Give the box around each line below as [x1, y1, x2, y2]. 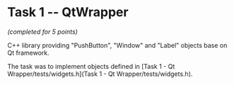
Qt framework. [7, 48, 49, 57]
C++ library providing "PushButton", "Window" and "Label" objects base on [7, 41, 228, 49]
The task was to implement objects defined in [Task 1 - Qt [7, 62, 175, 70]
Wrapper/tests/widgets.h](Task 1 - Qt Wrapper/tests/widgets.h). [7, 70, 193, 78]
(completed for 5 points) [7, 27, 78, 36]
